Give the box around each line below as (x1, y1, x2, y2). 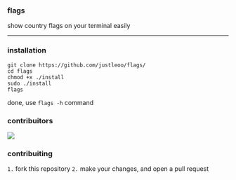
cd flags (7, 67, 33, 75)
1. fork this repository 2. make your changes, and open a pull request (7, 165, 209, 173)
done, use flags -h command (7, 98, 93, 106)
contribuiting (7, 148, 53, 158)
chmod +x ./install (7, 74, 65, 81)
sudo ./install (7, 80, 52, 87)
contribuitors (7, 116, 53, 125)
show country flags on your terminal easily (7, 22, 131, 30)
